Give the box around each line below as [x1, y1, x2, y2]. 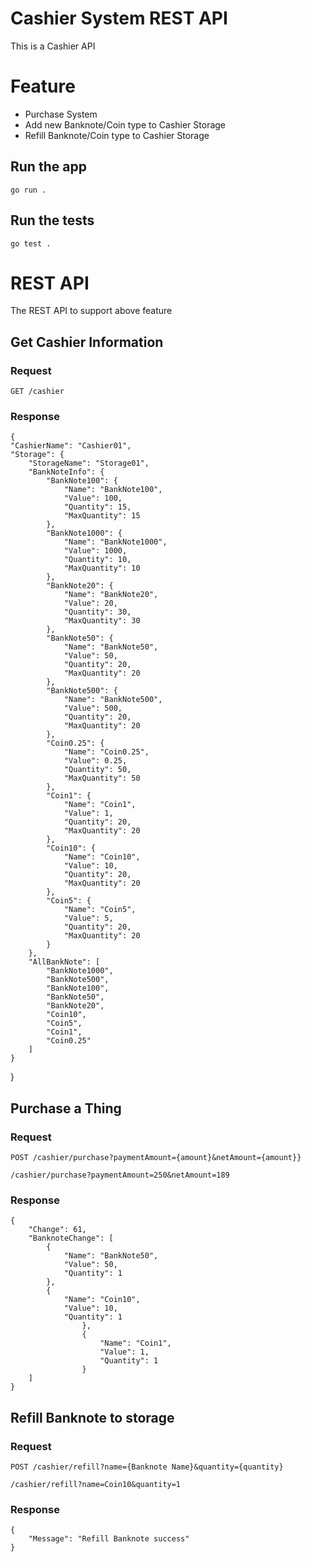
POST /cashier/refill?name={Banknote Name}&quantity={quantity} [10, 1462, 284, 1472]
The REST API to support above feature [10, 305, 173, 317]
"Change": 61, [28, 1225, 87, 1235]
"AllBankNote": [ [28, 957, 101, 967]
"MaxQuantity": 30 [63, 616, 141, 626]
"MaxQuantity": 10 [63, 563, 141, 574]
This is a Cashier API [10, 40, 96, 52]
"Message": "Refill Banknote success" [28, 1534, 190, 1544]
